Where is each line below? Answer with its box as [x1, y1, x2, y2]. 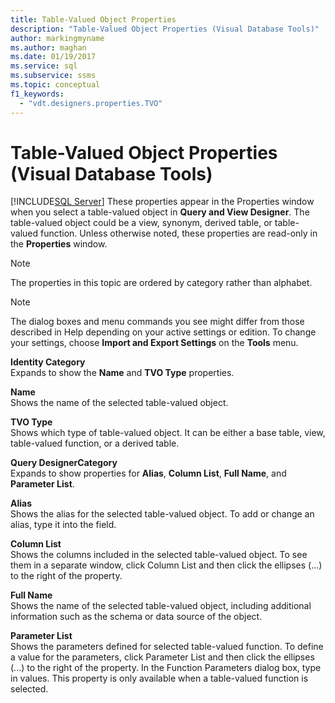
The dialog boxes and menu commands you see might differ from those [10, 316, 305, 328]
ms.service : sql [10, 61, 78, 71]
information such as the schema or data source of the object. [10, 611, 263, 623]
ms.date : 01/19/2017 [10, 52, 97, 62]
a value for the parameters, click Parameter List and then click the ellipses [10, 651, 315, 663]
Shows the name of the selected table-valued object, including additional [10, 600, 312, 612]
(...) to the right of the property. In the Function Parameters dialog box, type [10, 662, 322, 674]
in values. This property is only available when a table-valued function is [10, 672, 309, 685]
